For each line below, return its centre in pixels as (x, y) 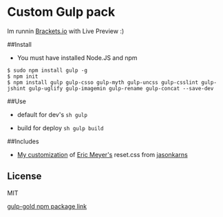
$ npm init (23, 76)
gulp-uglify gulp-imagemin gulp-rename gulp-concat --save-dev (121, 88)
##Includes (23, 141)
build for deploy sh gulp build (61, 127)
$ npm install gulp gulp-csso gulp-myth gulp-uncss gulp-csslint (103, 82)
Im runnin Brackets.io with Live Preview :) (66, 31)
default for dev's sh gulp (52, 114)
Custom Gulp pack (61, 12)
